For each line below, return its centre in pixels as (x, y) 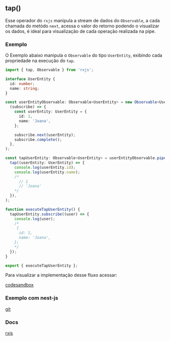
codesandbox (19, 285)
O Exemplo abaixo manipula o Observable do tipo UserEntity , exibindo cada (84, 56)
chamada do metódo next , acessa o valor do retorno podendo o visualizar (82, 26)
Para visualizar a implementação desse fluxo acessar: (61, 275)
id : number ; (23, 84)
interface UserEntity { (30, 79)
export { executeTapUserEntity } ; (42, 265)
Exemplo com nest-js (32, 298)
